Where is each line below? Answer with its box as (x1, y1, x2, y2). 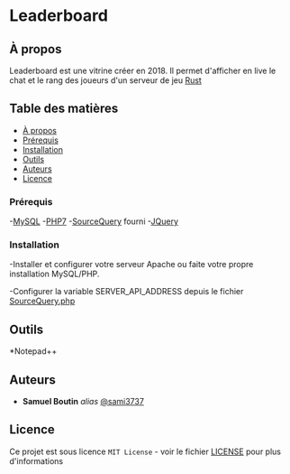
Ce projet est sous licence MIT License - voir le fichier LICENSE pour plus (9, 446, 282, 457)
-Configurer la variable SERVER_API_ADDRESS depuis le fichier (9, 286, 244, 297)
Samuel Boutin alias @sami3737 (22, 396, 144, 407)
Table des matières (9, 101, 119, 116)
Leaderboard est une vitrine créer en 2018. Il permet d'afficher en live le (9, 65, 276, 76)
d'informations (9, 455, 64, 466)
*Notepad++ (9, 346, 58, 357)
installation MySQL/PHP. (9, 268, 100, 280)
